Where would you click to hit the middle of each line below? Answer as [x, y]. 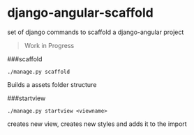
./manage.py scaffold [39, 72]
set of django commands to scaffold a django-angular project [96, 32]
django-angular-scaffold [80, 13]
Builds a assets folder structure [52, 84]
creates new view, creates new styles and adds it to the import [97, 124]
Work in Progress [49, 45]
